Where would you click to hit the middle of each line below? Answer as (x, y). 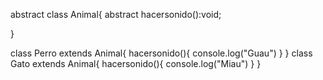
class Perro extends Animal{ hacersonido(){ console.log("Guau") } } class (161, 53)
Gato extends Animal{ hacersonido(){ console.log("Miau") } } (136, 63)
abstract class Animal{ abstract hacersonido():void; (116, 14)
